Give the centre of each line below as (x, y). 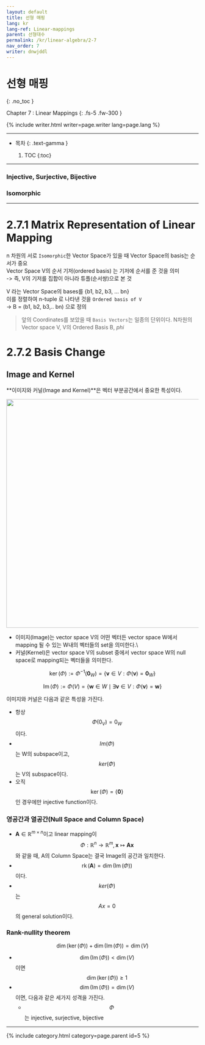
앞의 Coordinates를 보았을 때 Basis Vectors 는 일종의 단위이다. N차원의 (107, 319)
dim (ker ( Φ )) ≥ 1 (107, 978)
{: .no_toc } (20, 101)
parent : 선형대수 (26, 35)
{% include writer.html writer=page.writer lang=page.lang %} (83, 124)
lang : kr (17, 23)
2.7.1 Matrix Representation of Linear (101, 225)
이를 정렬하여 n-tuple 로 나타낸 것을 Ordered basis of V (74, 299)
